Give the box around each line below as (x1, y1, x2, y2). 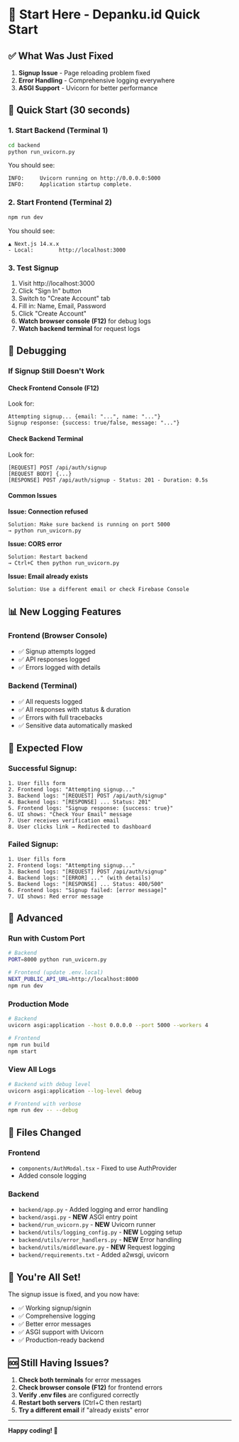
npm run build (8, 1041, 50, 1048)
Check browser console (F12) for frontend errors (18, 1383, 162, 1392)
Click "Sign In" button (18, 286, 82, 295)
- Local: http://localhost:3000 (8, 246, 126, 254)
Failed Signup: (8, 840, 59, 850)
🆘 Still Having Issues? (8, 1357, 109, 1369)
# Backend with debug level (8, 1080, 91, 1088)
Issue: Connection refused (8, 507, 89, 516)
